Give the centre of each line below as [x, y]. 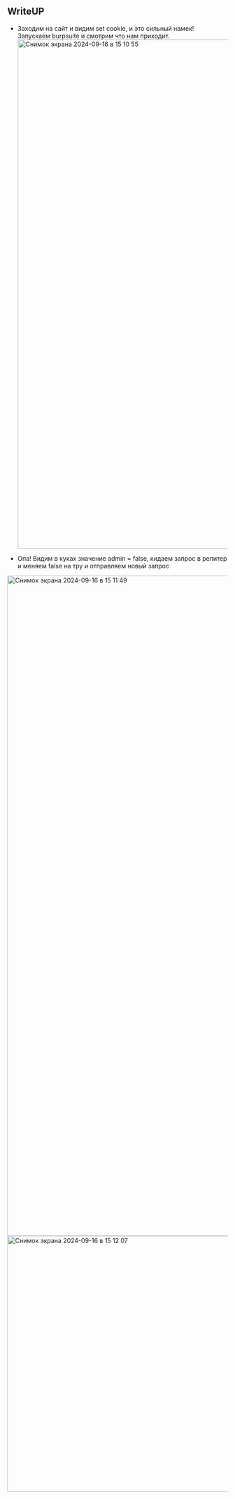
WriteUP [26, 12]
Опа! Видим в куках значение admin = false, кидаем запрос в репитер [122, 558]
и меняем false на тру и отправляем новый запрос [93, 566]
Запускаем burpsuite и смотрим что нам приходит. [93, 36]
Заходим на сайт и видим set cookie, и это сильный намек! [106, 28]
